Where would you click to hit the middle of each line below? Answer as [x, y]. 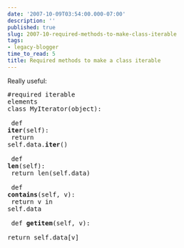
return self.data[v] [44, 237]
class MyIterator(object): [55, 109]
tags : [15, 41]
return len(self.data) [51, 173]
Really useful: [27, 81]
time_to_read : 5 [31, 54]
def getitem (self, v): [51, 223]
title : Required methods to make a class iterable [84, 61]
